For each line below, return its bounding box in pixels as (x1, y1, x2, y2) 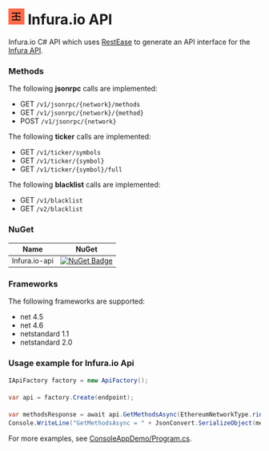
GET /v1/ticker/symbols (19, 147, 102, 157)
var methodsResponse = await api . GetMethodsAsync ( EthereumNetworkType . (8, 410, 252, 418)
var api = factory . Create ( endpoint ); (8, 393, 134, 402)
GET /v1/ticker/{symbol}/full (19, 164, 122, 174)
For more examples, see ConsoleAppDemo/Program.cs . (8, 433, 192, 443)
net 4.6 (19, 320, 44, 330)
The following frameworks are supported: (8, 296, 146, 306)
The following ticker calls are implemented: (8, 132, 151, 142)
